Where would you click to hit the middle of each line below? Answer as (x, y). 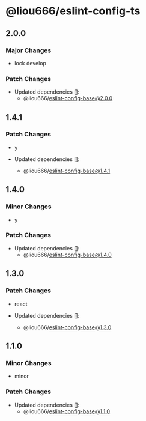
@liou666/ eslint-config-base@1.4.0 (67, 255)
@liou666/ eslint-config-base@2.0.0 (68, 98)
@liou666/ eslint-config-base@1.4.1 (67, 171)
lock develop (30, 63)
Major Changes (29, 50)
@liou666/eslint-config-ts (73, 11)
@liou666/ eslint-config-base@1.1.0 (67, 411)
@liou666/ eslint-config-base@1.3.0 (67, 327)
